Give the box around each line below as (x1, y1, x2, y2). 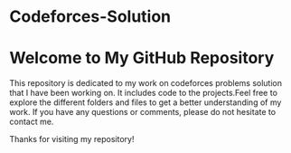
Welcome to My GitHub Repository (9, 48, 275, 69)
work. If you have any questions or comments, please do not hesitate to (9, 107, 277, 118)
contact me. (9, 116, 54, 128)
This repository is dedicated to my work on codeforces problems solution (9, 78, 283, 89)
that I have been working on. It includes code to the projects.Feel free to (9, 88, 278, 99)
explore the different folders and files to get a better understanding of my (9, 97, 282, 108)
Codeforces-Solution (9, 6, 172, 27)
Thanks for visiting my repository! (9, 134, 135, 145)
